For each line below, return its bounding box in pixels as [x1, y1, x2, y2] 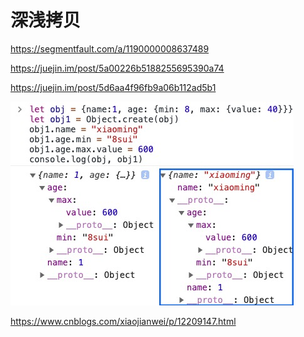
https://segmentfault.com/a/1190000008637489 [10, 42, 210, 55]
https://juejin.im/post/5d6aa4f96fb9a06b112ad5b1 [10, 81, 217, 93]
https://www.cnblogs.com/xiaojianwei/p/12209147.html [10, 315, 237, 327]
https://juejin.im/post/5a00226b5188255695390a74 [10, 62, 225, 74]
